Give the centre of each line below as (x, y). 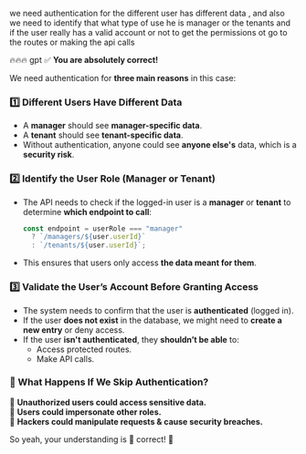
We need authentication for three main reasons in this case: (123, 78)
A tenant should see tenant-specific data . (103, 135)
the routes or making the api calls (72, 42)
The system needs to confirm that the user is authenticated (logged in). (158, 310)
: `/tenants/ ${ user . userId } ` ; (89, 245)
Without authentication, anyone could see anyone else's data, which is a (159, 145)
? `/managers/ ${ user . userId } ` (89, 237)
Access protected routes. (84, 349)
